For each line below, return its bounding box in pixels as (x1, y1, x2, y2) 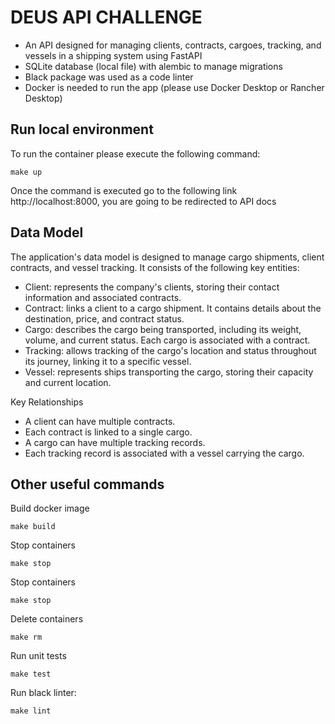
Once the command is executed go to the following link (10, 184, 238, 196)
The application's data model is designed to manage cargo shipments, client (10, 251, 325, 263)
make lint (10, 706, 52, 716)
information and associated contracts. (24, 291, 182, 303)
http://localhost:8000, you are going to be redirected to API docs (10, 195, 277, 207)
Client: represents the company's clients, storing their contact (24, 281, 280, 293)
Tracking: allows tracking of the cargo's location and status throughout (24, 344, 317, 356)
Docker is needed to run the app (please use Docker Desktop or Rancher (24, 81, 325, 93)
